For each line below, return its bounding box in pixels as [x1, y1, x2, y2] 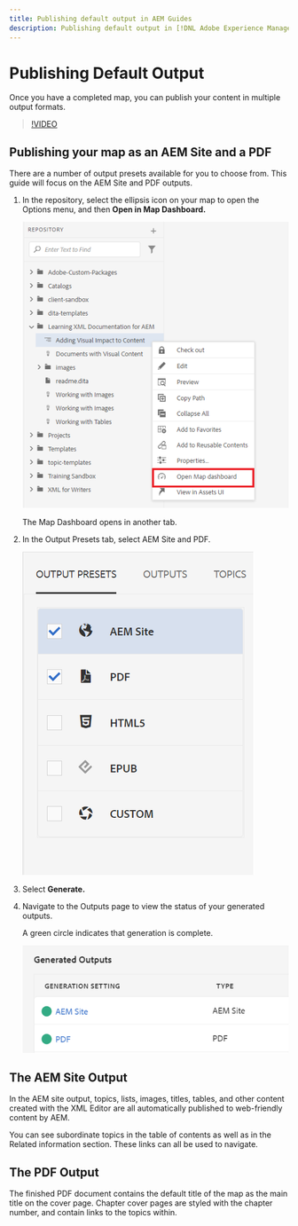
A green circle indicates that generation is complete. [21, 928, 214, 939]
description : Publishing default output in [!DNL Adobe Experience [9, 23, 264, 33]
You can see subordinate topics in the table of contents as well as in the [9, 1129, 272, 1140]
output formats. [9, 102, 67, 113]
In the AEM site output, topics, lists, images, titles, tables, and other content [9, 1094, 286, 1104]
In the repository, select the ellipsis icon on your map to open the [21, 195, 260, 206]
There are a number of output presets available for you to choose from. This [9, 169, 287, 179]
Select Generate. [21, 884, 86, 895]
